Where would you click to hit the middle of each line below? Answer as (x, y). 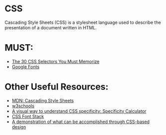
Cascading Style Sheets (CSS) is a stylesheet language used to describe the (83, 22)
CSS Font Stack (28, 116)
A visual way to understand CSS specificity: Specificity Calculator (79, 111)
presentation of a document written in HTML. (51, 27)
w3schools (23, 106)
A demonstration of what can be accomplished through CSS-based (81, 122)
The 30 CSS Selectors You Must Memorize (56, 61)
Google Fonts (26, 67)
